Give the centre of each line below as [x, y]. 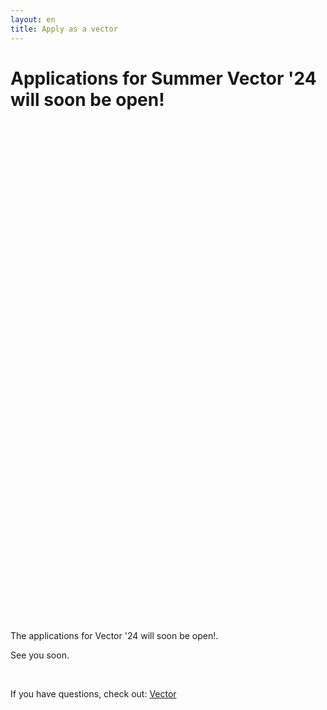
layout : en [33, 19]
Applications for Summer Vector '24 [163, 78]
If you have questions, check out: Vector [93, 694]
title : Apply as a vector [64, 29]
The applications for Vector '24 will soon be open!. [114, 636]
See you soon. [40, 655]
